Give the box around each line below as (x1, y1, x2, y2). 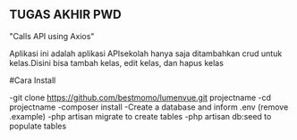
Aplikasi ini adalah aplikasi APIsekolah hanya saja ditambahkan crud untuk (9, 48, 283, 59)
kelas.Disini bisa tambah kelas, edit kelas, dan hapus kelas (9, 57, 224, 68)
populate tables (9, 120, 67, 131)
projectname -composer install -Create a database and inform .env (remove (9, 102, 289, 112)
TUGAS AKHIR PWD (9, 7, 123, 22)
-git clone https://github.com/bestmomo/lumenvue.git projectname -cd (9, 92, 271, 103)
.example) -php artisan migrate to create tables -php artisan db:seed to (9, 111, 272, 121)
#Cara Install (9, 75, 56, 86)
